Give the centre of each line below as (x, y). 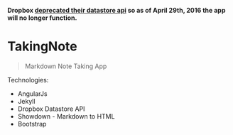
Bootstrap (32, 124)
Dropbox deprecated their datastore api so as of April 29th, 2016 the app (116, 10)
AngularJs (32, 93)
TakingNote (43, 47)
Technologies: (28, 80)
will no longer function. (42, 18)
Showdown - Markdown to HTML (66, 116)
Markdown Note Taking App (66, 66)
